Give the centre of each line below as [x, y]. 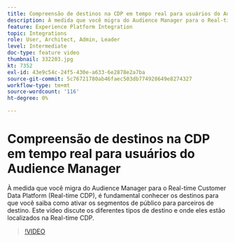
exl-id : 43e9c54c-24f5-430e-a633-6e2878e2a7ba [76, 72]
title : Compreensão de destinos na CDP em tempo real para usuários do [114, 14]
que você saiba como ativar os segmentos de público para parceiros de [111, 203]
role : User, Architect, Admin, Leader [64, 40]
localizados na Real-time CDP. [51, 218]
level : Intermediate [37, 46]
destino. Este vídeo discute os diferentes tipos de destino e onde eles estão [116, 210]
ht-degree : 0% [28, 99]
